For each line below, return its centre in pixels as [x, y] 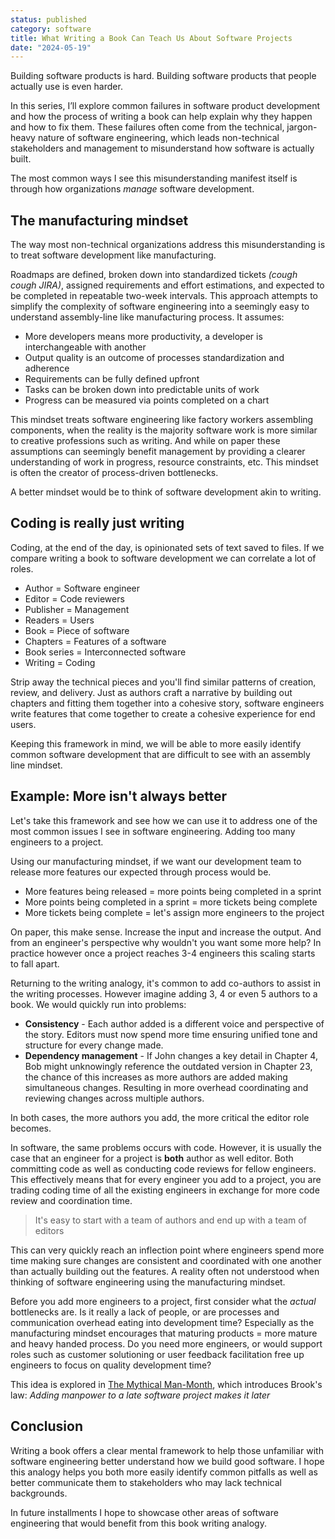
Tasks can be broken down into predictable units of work [142, 390]
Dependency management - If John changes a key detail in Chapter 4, [171, 1055]
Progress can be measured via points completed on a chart [147, 400]
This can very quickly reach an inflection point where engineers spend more [167, 1250]
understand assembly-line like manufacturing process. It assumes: [147, 317]
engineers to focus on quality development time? [111, 1365]
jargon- [302, 127]
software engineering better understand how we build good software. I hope [167, 1461]
